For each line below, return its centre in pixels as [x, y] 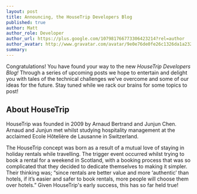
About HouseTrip [38, 110]
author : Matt [22, 28]
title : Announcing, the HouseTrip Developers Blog [69, 17]
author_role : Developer [35, 33]
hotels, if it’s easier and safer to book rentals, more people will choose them [97, 179]
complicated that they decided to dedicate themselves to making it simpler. [97, 166]
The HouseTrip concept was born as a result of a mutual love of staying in [95, 148]
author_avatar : [25, 45]
